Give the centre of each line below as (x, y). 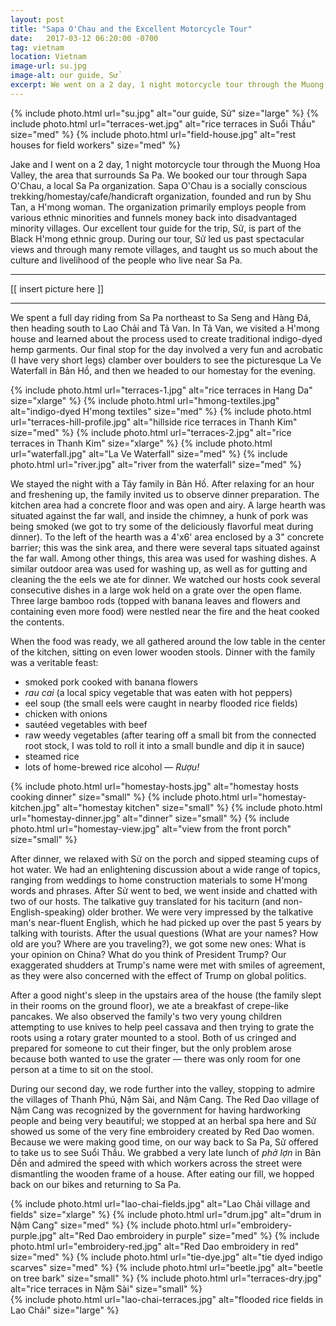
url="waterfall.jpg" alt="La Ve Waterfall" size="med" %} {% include (149, 453)
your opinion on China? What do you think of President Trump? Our (148, 954)
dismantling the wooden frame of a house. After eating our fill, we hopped (162, 1173)
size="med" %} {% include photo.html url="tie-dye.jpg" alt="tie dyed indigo (166, 1257)
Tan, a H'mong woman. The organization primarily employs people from (158, 207)
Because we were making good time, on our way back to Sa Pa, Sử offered (164, 1142)
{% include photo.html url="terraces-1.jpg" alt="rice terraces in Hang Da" (161, 390)
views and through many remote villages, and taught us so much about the (164, 249)
